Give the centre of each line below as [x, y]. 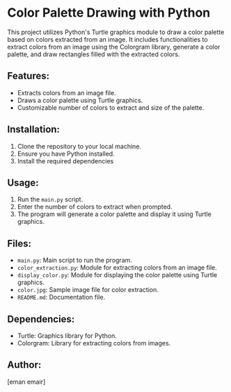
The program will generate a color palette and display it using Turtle [114, 214]
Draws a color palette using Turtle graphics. [80, 100]
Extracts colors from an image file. [66, 92]
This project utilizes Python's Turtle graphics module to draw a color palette [116, 32]
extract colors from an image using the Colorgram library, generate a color [114, 47]
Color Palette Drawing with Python [109, 13]
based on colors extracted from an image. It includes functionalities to [107, 39]
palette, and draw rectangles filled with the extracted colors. [94, 54]
